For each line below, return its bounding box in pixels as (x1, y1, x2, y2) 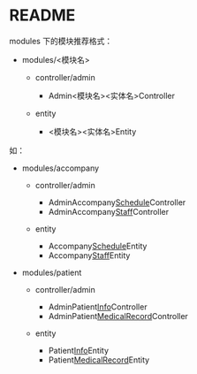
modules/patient (21, 267, 82, 278)
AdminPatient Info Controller (48, 301, 148, 312)
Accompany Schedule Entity (48, 240, 148, 251)
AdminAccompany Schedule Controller (48, 196, 186, 208)
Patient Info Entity (48, 345, 109, 355)
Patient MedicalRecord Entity (48, 355, 150, 365)
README (9, 5, 76, 26)
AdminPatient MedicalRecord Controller (48, 310, 188, 321)
